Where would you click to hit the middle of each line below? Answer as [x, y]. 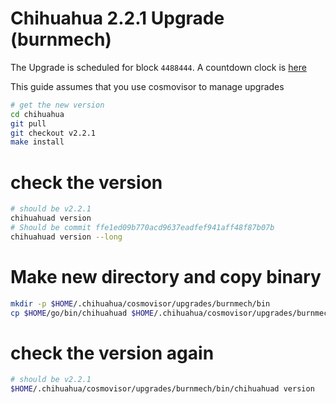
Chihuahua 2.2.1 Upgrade [117, 18]
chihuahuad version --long [66, 237]
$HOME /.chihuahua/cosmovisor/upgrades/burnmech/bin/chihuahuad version [162, 389]
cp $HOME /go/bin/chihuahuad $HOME [82, 313]
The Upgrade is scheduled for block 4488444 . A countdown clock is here [158, 67]
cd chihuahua [37, 114]
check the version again [112, 353]
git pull [28, 123]
